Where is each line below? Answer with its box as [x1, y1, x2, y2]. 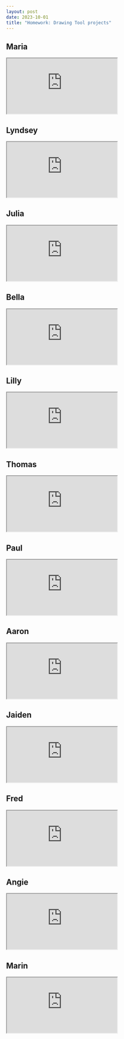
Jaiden [6, 710, 32, 720]
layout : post [6, 8, 38, 15]
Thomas [6, 459, 37, 469]
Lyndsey [6, 125, 38, 135]
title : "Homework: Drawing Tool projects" [6, 20, 112, 25]
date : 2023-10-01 [6, 14, 49, 20]
